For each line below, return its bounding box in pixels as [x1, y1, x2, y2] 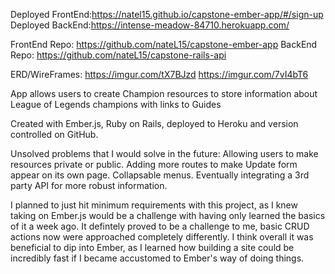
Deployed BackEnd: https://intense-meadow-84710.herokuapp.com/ [10, 19, 290, 31]
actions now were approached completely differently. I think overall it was [10, 231, 314, 243]
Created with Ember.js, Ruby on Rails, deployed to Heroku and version [10, 118, 299, 129]
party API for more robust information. [10, 180, 168, 191]
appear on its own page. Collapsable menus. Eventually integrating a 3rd [10, 169, 310, 181]
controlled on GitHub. [10, 129, 99, 140]
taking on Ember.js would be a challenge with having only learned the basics [10, 210, 326, 221]
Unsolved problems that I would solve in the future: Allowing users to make [10, 148, 319, 159]
